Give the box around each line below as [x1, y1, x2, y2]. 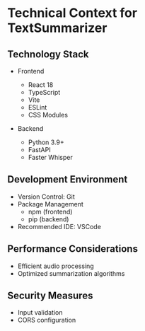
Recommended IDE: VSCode [17, 222, 101, 231]
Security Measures [7, 290, 93, 302]
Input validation [17, 308, 63, 317]
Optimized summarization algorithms [17, 269, 125, 277]
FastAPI [28, 146, 51, 153]
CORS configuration [17, 316, 76, 325]
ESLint [28, 103, 47, 111]
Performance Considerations [7, 243, 138, 255]
